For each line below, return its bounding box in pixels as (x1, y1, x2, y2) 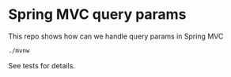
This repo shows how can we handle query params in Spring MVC (8, 31, 224, 41)
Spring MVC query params (8, 5, 187, 24)
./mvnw (8, 46, 30, 54)
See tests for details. (8, 60, 75, 70)
